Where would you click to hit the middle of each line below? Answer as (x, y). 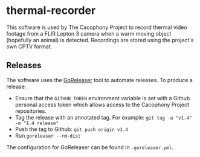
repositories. (31, 111)
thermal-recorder (51, 11)
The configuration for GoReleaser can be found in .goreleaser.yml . (90, 147)
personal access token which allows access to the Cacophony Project (102, 104)
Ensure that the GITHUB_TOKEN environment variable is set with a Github (102, 98)
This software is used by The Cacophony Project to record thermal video (97, 27)
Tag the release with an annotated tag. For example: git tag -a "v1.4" (103, 117)
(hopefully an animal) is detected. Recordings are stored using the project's (100, 40)
